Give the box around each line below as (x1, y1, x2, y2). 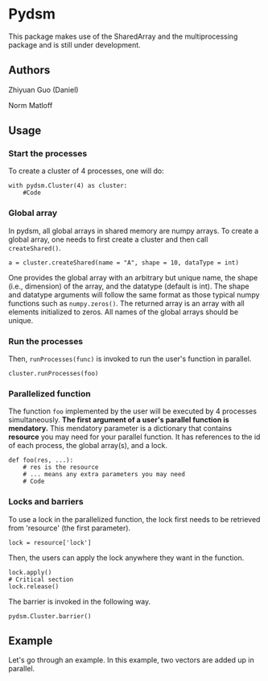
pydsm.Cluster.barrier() (8, 612, 92, 621)
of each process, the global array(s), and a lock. (8, 441, 167, 451)
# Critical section (8, 575, 74, 583)
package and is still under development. (8, 39, 141, 49)
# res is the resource (23, 463, 99, 471)
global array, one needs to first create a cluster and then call (8, 235, 208, 244)
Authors (8, 64, 51, 77)
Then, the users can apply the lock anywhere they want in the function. (8, 553, 245, 563)
